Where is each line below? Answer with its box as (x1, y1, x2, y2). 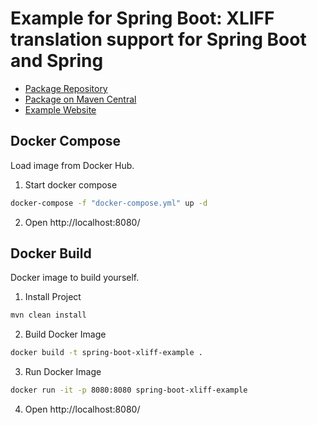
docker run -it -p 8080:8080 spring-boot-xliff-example (10, 385, 248, 396)
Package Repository (24, 82, 108, 94)
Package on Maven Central (24, 93, 137, 105)
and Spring (10, 50, 104, 72)
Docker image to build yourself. (10, 272, 140, 284)
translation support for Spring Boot (10, 28, 307, 51)
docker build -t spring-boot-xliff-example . (10, 348, 203, 358)
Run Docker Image (24, 366, 102, 378)
